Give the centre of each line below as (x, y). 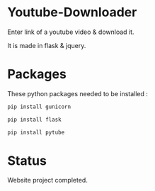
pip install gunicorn (39, 107)
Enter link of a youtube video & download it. (71, 32)
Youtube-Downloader (72, 12)
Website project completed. (48, 180)
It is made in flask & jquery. (47, 45)
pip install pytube (36, 132)
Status (27, 161)
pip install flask (34, 120)
